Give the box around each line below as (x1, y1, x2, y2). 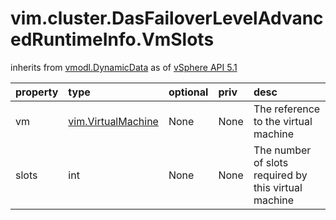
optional (168, 85, 209, 99)
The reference (253, 102, 321, 116)
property (15, 85, 59, 99)
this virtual (253, 180, 303, 194)
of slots (253, 155, 289, 169)
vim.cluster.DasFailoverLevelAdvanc (10, 7, 324, 30)
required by (253, 168, 308, 182)
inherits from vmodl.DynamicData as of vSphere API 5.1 (10, 61, 238, 73)
